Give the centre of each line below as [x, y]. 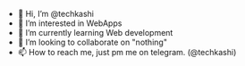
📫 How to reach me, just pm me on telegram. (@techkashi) [127, 52]
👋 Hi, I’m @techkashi [56, 14]
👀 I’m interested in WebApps [70, 23]
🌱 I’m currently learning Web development [95, 33]
